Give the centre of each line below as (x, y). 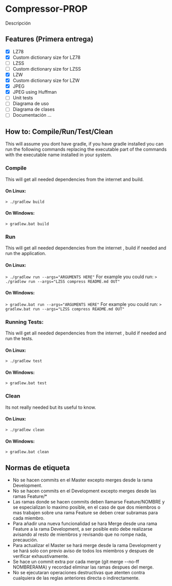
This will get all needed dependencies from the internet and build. (75, 179)
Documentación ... (32, 115)
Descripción (18, 23)
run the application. (26, 254)
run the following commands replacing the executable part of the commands (86, 150)
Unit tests (23, 98)
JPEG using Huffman (35, 92)
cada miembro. (29, 518)
